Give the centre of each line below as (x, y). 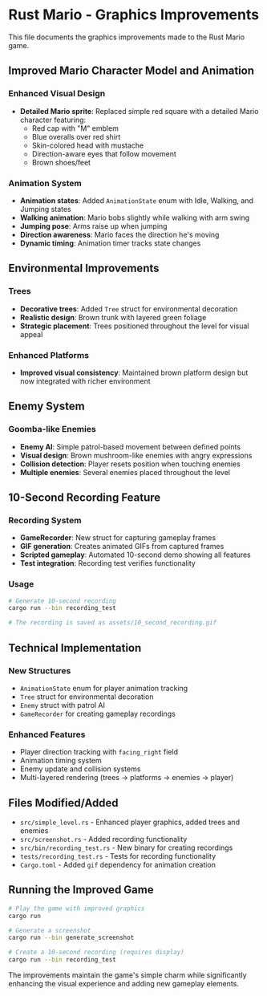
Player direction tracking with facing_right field (99, 752)
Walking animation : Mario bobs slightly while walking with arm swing (135, 217)
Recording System (45, 520)
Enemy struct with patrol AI (63, 705)
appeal (31, 334)
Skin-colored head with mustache (88, 145)
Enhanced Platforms (49, 355)
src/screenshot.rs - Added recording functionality (103, 839)
